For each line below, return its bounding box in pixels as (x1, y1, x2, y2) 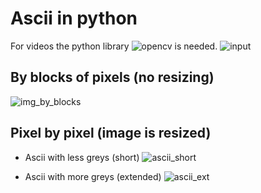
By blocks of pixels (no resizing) (10, 69, 215, 86)
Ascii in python (10, 7, 138, 30)
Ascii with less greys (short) (24, 151, 140, 163)
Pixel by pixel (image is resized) (10, 125, 212, 142)
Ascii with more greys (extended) (24, 170, 162, 182)
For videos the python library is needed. (10, 40, 218, 52)
